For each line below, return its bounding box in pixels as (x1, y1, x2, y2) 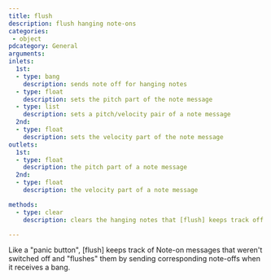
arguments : (8, 50, 46, 58)
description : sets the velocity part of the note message (23, 133, 224, 141)
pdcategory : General (8, 42, 79, 50)
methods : (8, 200, 38, 208)
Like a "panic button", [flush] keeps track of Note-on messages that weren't (8, 245, 263, 255)
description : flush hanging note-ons (8, 20, 137, 28)
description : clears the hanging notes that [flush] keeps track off (23, 216, 264, 224)
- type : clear (15, 208, 63, 217)
